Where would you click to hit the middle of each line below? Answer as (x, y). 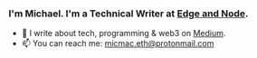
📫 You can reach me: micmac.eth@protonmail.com (118, 43)
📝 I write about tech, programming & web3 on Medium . (124, 34)
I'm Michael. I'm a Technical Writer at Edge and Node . (128, 14)
